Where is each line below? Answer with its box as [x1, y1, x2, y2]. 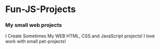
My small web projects [5, 22, 62, 29]
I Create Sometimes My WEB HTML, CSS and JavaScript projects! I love [5, 33, 155, 39]
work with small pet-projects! [5, 38, 66, 44]
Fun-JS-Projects [5, 4, 76, 15]
